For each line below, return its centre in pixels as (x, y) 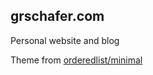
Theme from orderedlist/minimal (76, 60)
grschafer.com (57, 16)
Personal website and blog (65, 40)
